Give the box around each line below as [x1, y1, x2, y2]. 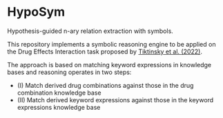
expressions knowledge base [17, 103, 101, 111]
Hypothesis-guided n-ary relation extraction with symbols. [7, 27, 174, 35]
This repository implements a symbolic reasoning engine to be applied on [7, 40, 216, 48]
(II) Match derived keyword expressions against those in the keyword [17, 95, 214, 104]
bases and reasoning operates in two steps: [7, 68, 132, 76]
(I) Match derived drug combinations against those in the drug [17, 81, 194, 89]
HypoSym [7, 4, 66, 20]
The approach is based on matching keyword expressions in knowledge [7, 60, 212, 69]
